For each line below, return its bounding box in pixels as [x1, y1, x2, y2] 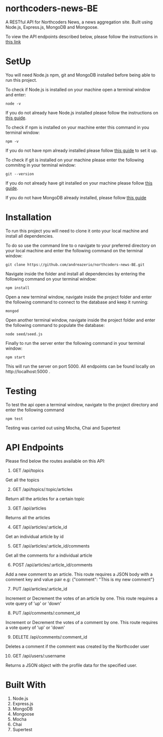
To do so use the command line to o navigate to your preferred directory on [5, 242, 156, 248]
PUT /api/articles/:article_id [12, 586, 67, 592]
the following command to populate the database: [5, 322, 105, 328]
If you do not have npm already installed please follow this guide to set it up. [5, 147, 158, 153]
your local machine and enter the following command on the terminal [5, 247, 143, 253]
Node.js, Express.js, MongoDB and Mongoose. [5, 24, 99, 30]
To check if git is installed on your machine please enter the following [5, 157, 144, 163]
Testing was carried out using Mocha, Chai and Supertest [5, 425, 121, 431]
